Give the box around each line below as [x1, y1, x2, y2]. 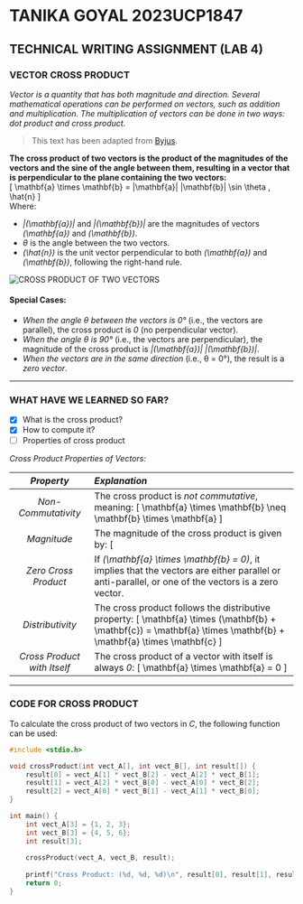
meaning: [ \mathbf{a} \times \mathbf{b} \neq [94, 500, 287, 513]
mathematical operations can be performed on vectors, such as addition [9, 98, 280, 109]
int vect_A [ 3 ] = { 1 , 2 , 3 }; [25, 819, 131, 829]
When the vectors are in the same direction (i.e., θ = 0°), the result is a [22, 353, 285, 364]
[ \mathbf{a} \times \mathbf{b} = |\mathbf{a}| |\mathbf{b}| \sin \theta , [9, 182, 271, 192]
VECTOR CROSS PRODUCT [9, 69, 131, 81]
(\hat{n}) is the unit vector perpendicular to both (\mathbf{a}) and [22, 247, 268, 257]
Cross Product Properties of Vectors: [9, 452, 147, 463]
